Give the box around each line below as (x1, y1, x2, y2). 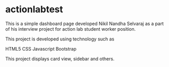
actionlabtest (5, 4, 63, 15)
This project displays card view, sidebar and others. (5, 55, 115, 62)
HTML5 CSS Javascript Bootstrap (5, 46, 77, 52)
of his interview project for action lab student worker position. (5, 26, 136, 32)
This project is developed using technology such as (5, 36, 115, 42)
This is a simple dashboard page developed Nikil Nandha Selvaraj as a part (5, 20, 164, 27)
